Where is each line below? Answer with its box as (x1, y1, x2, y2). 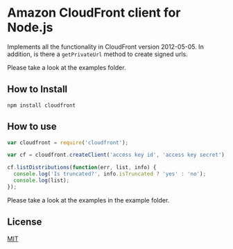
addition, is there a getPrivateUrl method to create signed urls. (7, 50, 189, 58)
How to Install (7, 83, 68, 95)
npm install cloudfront (7, 102, 76, 109)
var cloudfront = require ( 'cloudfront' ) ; (7, 139, 129, 146)
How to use (7, 121, 57, 132)
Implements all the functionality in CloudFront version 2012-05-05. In (7, 42, 205, 51)
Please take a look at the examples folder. (7, 63, 126, 71)
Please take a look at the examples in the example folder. (7, 196, 170, 204)
